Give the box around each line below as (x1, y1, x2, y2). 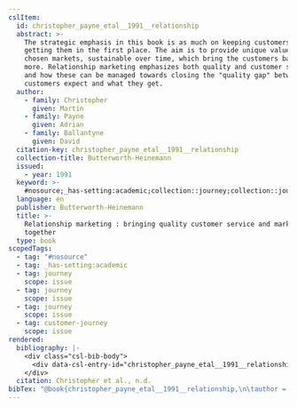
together (24, 227, 57, 236)
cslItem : (8, 12, 41, 22)
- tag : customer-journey (16, 319, 108, 328)
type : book (16, 236, 57, 245)
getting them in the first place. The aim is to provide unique (24, 46, 267, 55)
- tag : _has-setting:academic (16, 261, 128, 270)
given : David (31, 137, 81, 146)
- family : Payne (24, 112, 85, 121)
